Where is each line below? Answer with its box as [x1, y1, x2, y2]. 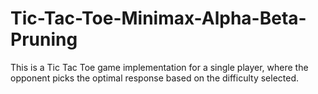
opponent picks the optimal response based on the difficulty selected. [10, 72, 300, 84]
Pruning [10, 28, 78, 51]
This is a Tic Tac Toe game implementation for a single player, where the [10, 61, 309, 73]
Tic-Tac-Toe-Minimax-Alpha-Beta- [10, 7, 307, 30]
